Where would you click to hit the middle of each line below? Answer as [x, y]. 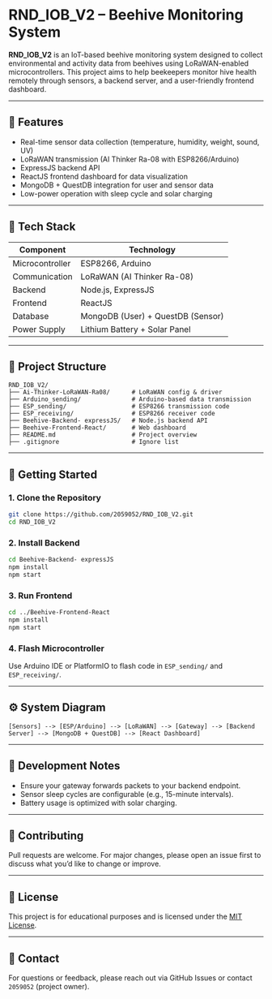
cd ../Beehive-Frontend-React [59, 613]
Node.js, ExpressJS [118, 290]
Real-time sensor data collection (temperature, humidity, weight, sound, [140, 142]
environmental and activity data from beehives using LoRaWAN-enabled [129, 63]
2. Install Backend [44, 543]
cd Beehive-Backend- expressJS [61, 560]
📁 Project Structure [57, 366]
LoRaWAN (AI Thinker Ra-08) [137, 276]
